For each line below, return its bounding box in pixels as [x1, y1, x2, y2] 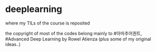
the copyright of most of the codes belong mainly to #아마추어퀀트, [5, 30, 142, 36]
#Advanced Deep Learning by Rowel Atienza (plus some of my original [5, 36, 151, 42]
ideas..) [5, 41, 21, 47]
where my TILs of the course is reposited [5, 20, 90, 26]
